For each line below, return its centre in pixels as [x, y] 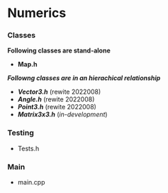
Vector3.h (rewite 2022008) [59, 92]
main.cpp [31, 182]
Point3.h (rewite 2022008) [57, 107]
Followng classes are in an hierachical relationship [84, 78]
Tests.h [28, 148]
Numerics [37, 13]
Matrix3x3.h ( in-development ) [62, 114]
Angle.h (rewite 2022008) [56, 99]
